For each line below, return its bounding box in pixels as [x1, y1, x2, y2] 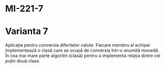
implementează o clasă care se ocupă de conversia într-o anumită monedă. [5, 48, 160, 54]
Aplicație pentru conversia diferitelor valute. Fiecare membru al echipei [5, 42, 151, 48]
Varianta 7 [5, 26, 48, 37]
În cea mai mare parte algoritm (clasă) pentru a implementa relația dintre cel [5, 53, 161, 59]
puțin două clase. [5, 58, 41, 64]
